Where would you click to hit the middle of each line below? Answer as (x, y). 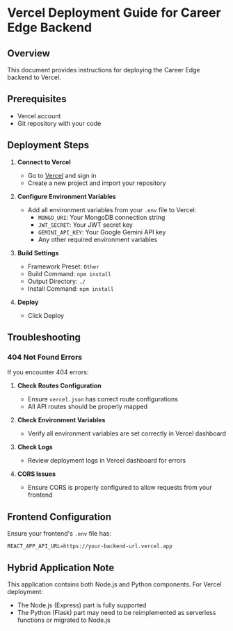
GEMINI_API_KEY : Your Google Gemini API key (102, 232)
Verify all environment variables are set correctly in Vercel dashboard (127, 433)
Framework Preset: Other (63, 266)
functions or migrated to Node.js (64, 620)
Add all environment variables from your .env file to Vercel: (112, 209)
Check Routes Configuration (59, 386)
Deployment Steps (48, 145)
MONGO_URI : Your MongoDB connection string (102, 217)
